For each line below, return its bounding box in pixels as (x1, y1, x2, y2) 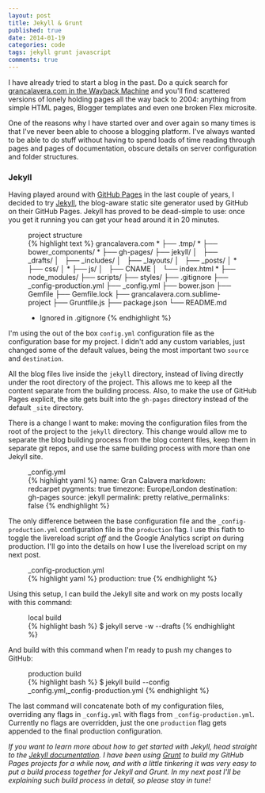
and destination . (8, 354, 64, 363)
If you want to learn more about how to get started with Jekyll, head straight (8, 742, 258, 752)
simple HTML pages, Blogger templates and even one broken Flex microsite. (8, 102, 257, 112)
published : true (8, 26, 62, 34)
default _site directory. (8, 403, 85, 412)
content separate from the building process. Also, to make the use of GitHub (8, 386, 257, 396)
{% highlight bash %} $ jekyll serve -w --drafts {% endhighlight (28, 622, 236, 631)
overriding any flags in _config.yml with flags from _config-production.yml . (8, 710, 255, 719)
